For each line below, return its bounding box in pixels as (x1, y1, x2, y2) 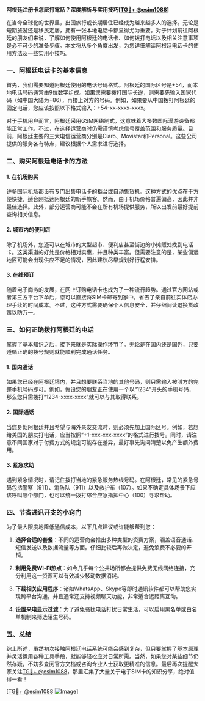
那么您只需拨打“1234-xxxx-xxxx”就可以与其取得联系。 (6, 394, 142, 401)
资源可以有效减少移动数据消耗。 (41, 572, 123, 579)
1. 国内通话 (6, 363, 34, 370)
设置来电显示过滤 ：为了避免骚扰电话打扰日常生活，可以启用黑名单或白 (15, 606, 192, 613)
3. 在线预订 (6, 271, 35, 279)
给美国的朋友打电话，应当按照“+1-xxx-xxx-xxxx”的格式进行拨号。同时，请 (6, 431, 192, 438)
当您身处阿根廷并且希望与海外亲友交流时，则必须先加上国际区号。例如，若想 (6, 423, 199, 430)
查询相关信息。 (6, 211, 44, 218)
